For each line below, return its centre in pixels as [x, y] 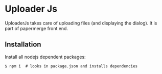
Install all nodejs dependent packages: [45, 57]
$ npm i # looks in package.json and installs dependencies [71, 66]
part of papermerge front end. [37, 28]
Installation [23, 45]
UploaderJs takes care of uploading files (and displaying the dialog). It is [81, 23]
